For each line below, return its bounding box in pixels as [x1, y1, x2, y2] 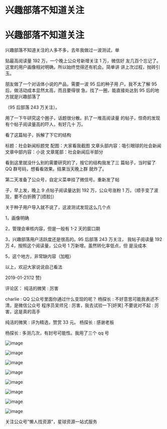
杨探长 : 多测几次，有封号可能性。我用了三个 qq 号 [5, 330, 109, 336]
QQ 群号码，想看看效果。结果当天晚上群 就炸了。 [5, 166, 107, 172]
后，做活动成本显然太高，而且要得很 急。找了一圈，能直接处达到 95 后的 [5, 88, 155, 94]
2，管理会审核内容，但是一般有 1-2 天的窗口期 [5, 226, 100, 232]
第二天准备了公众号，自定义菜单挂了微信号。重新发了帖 [5, 177, 119, 183]
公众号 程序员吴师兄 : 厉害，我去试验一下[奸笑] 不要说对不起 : [27, 302, 153, 308]
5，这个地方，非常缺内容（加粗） [5, 253, 74, 260]
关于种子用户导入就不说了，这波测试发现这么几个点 [5, 204, 111, 210]
